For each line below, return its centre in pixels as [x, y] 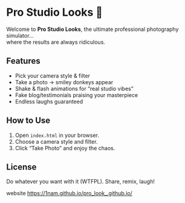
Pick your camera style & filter [53, 76]
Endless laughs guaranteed [49, 101]
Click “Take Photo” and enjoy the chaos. [65, 148]
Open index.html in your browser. [57, 135]
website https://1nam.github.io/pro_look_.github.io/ [70, 193]
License [21, 167]
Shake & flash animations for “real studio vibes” [74, 88]
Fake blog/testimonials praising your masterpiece [76, 95]
